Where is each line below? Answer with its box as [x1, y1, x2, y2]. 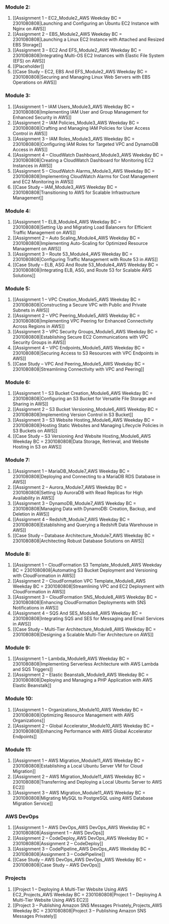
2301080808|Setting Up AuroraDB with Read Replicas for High [12, 489, 143, 495]
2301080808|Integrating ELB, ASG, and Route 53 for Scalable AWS [12, 267, 152, 273]
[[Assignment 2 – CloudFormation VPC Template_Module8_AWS [12, 578, 146, 584]
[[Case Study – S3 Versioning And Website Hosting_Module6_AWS [12, 433, 151, 439]
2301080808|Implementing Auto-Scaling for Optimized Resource [12, 240, 148, 246]
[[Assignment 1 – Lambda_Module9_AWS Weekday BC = [12, 655, 130, 662]
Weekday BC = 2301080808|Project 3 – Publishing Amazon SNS [12, 907, 146, 913]
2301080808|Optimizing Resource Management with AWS [12, 712, 134, 718]
